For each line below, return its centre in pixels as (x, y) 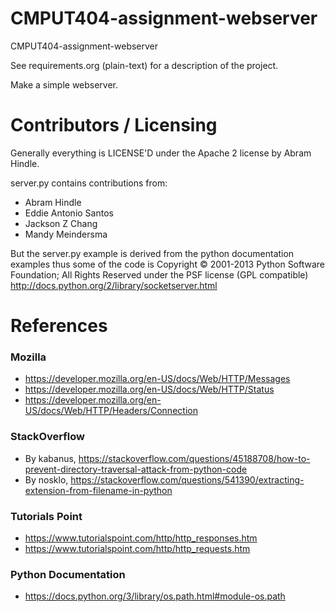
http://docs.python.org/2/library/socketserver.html (114, 285)
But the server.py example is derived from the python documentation (152, 253)
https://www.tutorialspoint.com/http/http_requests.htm (137, 548)
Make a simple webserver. (64, 84)
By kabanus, (50, 458)
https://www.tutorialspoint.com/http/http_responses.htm (141, 538)
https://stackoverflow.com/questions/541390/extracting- (187, 479)
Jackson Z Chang (61, 223)
